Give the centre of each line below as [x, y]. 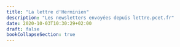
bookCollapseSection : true [41, 35]
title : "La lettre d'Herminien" [48, 12]
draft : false [23, 29]
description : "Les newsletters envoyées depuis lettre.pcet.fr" [90, 18]
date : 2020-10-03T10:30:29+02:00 [49, 23]
